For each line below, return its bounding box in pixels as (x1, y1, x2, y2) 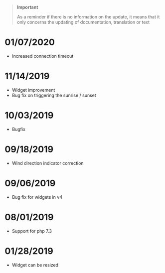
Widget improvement (11, 87, 55, 93)
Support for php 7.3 (11, 228, 52, 234)
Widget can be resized (11, 262, 58, 268)
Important (16, 4, 38, 10)
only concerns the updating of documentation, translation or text (16, 19, 150, 25)
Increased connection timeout (11, 53, 74, 59)
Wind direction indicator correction (11, 160, 84, 166)
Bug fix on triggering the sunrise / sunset (11, 92, 97, 98)
